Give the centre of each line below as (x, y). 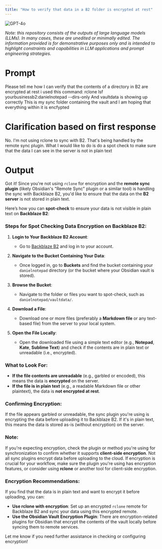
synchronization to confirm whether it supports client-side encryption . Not (80, 453)
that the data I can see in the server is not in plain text (59, 151)
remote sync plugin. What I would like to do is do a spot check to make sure (81, 145)
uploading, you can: (25, 497)
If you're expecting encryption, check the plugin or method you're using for (80, 448)
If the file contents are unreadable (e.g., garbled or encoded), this (79, 376)
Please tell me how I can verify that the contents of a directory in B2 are (77, 86)
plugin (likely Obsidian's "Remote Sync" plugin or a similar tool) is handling (80, 189)
